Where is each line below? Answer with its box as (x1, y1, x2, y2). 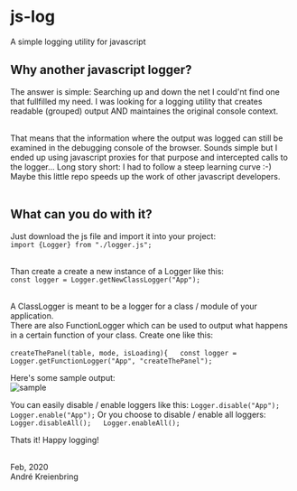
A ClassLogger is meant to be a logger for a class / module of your (10, 301, 258, 311)
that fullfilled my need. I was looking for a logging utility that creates (10, 96, 263, 107)
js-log (10, 6, 55, 27)
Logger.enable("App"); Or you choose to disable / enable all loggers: (10, 409, 266, 420)
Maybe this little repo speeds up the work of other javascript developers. (10, 171, 281, 181)
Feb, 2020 (10, 461, 49, 472)
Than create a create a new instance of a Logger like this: (10, 265, 225, 276)
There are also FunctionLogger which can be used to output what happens (10, 320, 288, 330)
